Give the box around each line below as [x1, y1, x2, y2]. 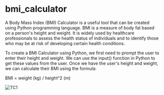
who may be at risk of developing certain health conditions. [5, 40, 125, 46]
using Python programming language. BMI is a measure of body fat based [5, 24, 155, 30]
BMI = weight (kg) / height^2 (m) [5, 75, 71, 81]
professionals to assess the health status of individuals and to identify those [5, 35, 159, 41]
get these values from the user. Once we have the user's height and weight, [5, 60, 159, 66]
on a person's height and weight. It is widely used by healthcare [5, 30, 135, 36]
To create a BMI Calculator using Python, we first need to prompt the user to [5, 50, 160, 56]
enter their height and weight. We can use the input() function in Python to [5, 55, 156, 61]
